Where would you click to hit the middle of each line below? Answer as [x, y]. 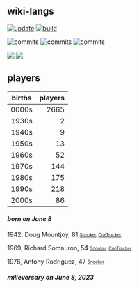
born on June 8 [30, 219]
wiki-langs [31, 12]
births [22, 98]
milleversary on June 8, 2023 [50, 278]
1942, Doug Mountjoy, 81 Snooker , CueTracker [64, 234]
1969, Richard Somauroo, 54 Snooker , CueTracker [69, 248]
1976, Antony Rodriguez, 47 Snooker [56, 262]
